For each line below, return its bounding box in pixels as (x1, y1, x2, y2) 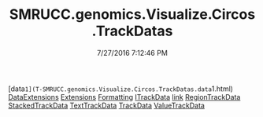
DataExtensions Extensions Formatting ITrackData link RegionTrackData (8, 92, 241, 101)
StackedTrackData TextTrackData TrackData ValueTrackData (8, 101, 205, 110)
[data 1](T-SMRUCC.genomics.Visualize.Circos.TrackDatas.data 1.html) (8, 84, 234, 93)
